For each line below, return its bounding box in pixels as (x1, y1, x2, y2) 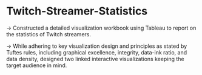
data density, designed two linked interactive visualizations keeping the (6, 55, 184, 62)
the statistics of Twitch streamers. (6, 30, 91, 37)
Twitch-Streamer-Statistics (6, 4, 148, 18)
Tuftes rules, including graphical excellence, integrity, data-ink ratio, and (6, 48, 187, 56)
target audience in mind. (6, 62, 67, 69)
